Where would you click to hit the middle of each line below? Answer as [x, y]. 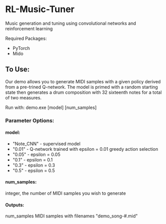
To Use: [17, 69]
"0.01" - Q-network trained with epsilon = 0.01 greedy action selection [85, 149]
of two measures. [23, 97]
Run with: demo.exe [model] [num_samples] [51, 107]
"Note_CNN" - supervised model [46, 144]
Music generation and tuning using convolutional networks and [71, 23]
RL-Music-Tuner [40, 9]
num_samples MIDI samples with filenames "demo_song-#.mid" [71, 216]
